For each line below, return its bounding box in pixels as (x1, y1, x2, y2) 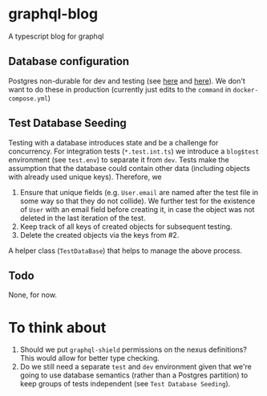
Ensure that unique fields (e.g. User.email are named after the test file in (19, 187, 259, 197)
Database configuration (8, 55, 130, 68)
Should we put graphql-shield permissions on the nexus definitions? (19, 345, 247, 354)
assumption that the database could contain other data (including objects (8, 163, 250, 173)
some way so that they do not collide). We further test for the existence (19, 196, 256, 206)
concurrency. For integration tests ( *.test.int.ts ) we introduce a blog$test (8, 146, 259, 156)
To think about (8, 318, 107, 337)
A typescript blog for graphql (8, 31, 104, 41)
